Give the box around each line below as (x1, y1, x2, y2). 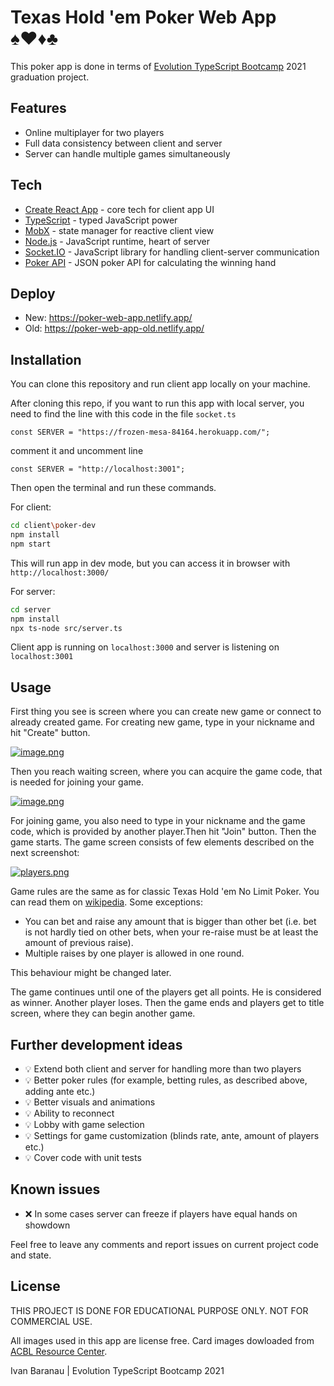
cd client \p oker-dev (10, 521, 97, 531)
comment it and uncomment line (10, 445, 144, 457)
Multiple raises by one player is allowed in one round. (24, 947, 245, 960)
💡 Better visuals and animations (24, 1096, 156, 1108)
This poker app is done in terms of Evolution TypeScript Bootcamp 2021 (10, 60, 307, 72)
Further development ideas (10, 1036, 183, 1053)
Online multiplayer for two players (24, 126, 165, 138)
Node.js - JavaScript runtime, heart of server (24, 235, 211, 247)
